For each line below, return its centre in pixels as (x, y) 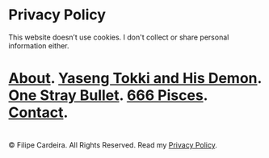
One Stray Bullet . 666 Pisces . (108, 96)
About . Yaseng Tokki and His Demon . (135, 79)
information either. (39, 45)
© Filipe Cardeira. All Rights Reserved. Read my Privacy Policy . (113, 145)
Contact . (38, 112)
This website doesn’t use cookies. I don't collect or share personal (119, 37)
